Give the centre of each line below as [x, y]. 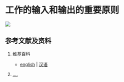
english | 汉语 [34, 64]
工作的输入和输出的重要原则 [62, 10]
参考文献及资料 [28, 41]
